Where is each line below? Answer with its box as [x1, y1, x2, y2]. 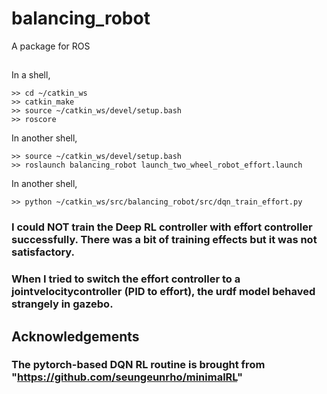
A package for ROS [11, 40, 91, 52]
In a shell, [11, 69, 51, 81]
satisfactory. [11, 245, 76, 259]
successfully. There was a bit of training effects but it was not [11, 233, 318, 247]
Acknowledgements [11, 328, 140, 345]
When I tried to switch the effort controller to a [11, 272, 241, 286]
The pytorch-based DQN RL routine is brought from [11, 358, 266, 372]
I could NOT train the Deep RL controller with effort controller [11, 220, 313, 234]
